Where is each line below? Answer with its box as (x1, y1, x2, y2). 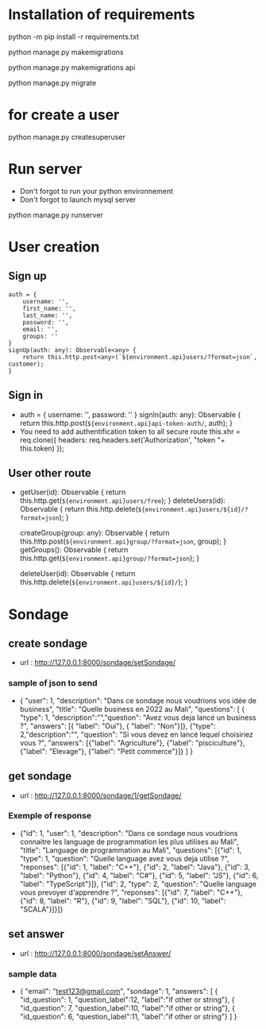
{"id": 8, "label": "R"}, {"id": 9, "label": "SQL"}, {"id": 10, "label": (19, 896, 226, 905)
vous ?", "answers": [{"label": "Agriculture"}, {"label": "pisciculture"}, (19, 737, 245, 748)
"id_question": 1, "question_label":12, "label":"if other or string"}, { (19, 995, 235, 1004)
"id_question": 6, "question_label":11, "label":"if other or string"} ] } (19, 1012, 237, 1021)
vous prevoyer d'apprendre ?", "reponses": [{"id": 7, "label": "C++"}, (19, 888, 243, 897)
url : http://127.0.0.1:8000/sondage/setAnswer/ (19, 948, 172, 958)
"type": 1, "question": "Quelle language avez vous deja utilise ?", (19, 853, 229, 863)
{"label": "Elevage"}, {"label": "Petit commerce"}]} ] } (19, 746, 194, 756)
